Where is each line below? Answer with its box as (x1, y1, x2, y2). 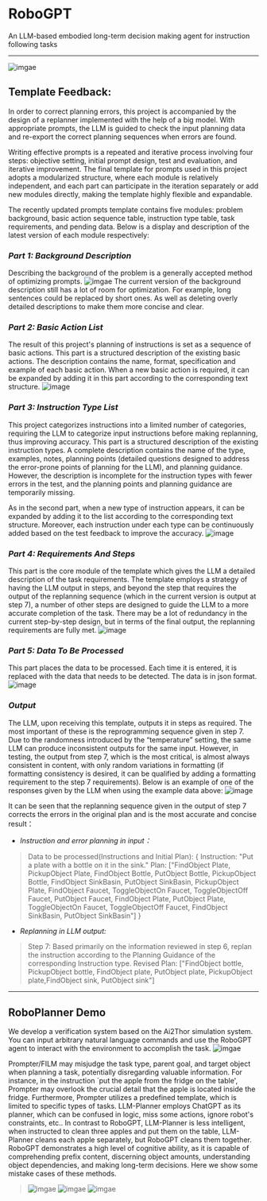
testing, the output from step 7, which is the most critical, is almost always (8, 752, 250, 761)
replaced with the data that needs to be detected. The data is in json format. (8, 672, 257, 681)
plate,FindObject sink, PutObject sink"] (27, 975, 155, 985)
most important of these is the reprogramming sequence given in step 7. (8, 726, 245, 736)
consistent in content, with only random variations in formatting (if (8, 760, 224, 769)
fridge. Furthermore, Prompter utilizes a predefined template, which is (8, 1093, 237, 1102)
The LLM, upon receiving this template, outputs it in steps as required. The (8, 718, 253, 727)
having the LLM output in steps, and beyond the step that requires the (8, 583, 237, 592)
